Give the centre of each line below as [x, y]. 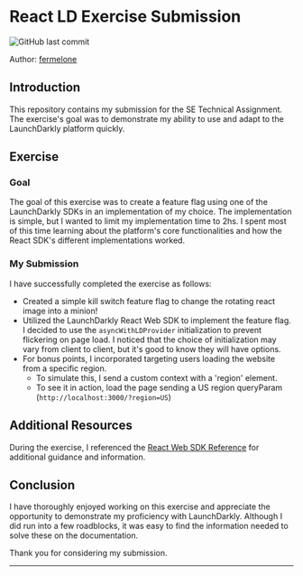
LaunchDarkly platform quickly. [67, 128]
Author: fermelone [43, 59]
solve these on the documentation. [74, 535]
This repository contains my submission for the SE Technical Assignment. [146, 109]
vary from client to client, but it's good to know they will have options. [151, 348]
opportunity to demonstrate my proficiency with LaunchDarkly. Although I [146, 516]
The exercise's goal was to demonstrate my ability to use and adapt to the [147, 118]
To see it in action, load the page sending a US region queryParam [159, 387]
